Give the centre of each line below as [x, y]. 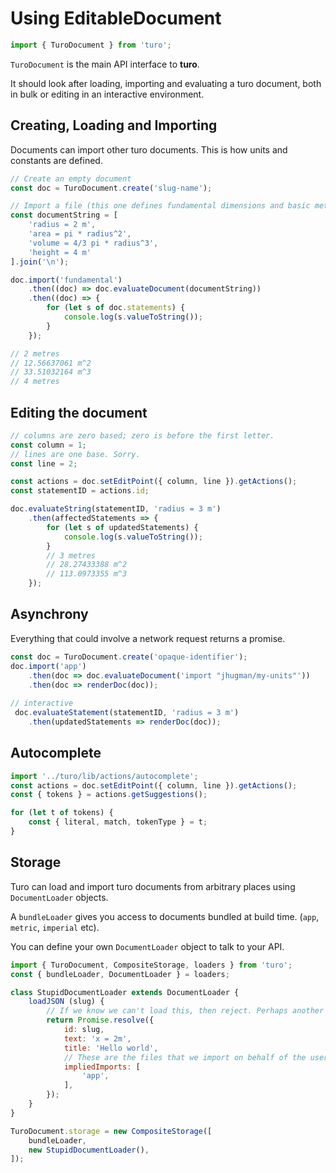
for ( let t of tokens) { [62, 813]
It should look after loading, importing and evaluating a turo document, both [166, 83]
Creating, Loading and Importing [114, 125]
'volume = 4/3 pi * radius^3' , [93, 243]
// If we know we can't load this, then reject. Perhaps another [185, 1011]
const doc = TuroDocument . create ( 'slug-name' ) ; [111, 188]
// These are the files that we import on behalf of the [185, 1057]
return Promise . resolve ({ [100, 1020]
